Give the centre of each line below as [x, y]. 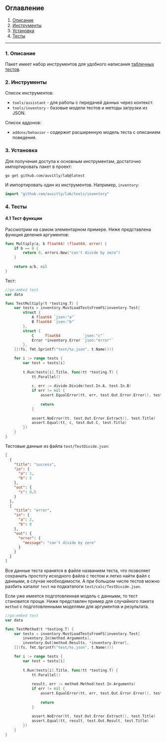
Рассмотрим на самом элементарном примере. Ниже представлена [78, 229]
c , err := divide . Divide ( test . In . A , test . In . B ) [82, 386]
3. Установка [21, 151]
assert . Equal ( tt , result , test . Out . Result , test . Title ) [90, 721]
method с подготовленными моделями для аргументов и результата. [77, 606]
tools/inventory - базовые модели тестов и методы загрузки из [80, 108]
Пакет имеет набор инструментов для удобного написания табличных [80, 64]
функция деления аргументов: [37, 234]
